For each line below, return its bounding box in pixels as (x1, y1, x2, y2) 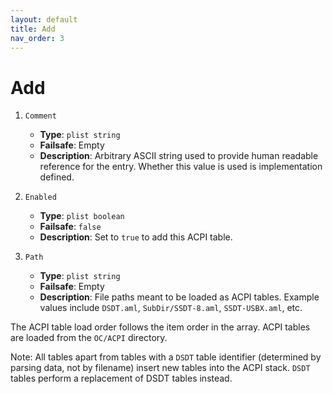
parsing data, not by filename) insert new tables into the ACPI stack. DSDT (10, 362, 311, 374)
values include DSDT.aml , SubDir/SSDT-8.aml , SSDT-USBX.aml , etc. (39, 302, 303, 314)
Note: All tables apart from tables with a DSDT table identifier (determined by (10, 351, 322, 363)
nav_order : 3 (10, 33, 65, 43)
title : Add (10, 24, 56, 34)
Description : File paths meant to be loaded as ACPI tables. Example (39, 291, 320, 303)
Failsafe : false (39, 221, 102, 233)
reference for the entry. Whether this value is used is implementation (39, 161, 323, 173)
